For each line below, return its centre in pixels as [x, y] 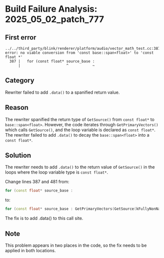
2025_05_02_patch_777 [55, 19]
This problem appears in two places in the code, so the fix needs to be [76, 245]
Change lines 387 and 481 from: [37, 182]
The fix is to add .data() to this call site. [44, 218]
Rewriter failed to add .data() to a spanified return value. [62, 92]
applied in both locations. [31, 250]
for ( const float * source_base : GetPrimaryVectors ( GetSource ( [71, 209]
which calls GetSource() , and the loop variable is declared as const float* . [80, 130]
